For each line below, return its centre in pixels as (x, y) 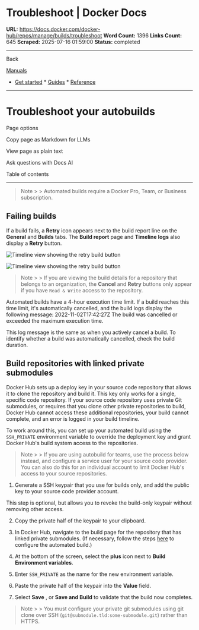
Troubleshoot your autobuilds (81, 111)
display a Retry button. (34, 243)
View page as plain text (35, 151)
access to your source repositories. (64, 473)
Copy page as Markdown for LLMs (48, 139)
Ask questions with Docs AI (39, 162)
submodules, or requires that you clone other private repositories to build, (96, 406)
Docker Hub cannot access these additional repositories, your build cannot (97, 412)
